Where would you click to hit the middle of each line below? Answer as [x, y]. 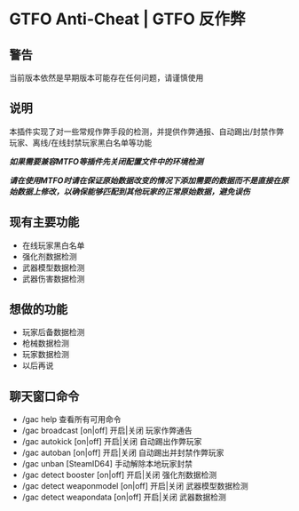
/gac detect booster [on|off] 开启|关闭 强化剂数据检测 [119, 475]
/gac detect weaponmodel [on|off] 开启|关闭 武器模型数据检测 [135, 486]
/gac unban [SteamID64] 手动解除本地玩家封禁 [107, 464]
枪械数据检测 [45, 343]
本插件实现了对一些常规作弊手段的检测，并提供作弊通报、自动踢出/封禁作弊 [147, 132]
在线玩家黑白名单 [53, 245]
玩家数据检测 [45, 355]
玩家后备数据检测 [53, 332]
